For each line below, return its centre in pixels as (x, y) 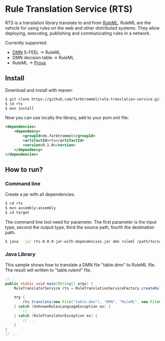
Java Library (20, 254)
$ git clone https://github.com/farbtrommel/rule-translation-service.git (83, 99)
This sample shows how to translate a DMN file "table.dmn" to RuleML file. (81, 265)
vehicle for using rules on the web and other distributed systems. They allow (82, 28)
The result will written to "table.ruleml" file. (48, 270)
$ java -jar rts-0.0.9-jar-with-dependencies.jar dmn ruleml (70, 241)
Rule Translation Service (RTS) (69, 9)
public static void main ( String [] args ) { (49, 284)
